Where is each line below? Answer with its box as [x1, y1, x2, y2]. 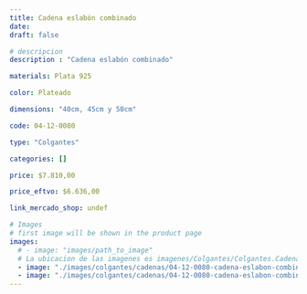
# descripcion [9, 47, 64, 56]
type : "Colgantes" [9, 138, 79, 147]
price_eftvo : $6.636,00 [9, 187, 101, 196]
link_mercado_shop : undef [9, 204, 108, 213]
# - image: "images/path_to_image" [17, 246, 153, 255]
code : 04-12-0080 [9, 121, 76, 131]
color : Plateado [9, 89, 71, 98]
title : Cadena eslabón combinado [9, 13, 137, 23]
